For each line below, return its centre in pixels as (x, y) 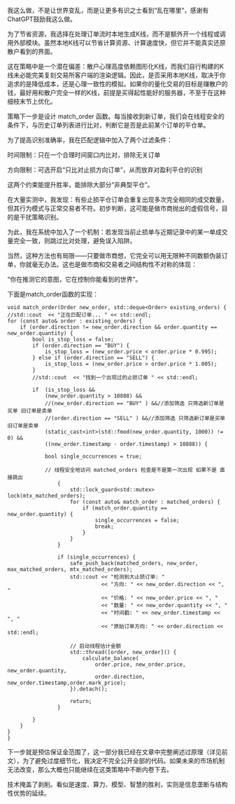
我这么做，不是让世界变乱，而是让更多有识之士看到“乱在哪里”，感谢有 (108, 10)
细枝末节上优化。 (32, 101)
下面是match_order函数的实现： (53, 294)
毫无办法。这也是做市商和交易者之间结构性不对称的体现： (114, 264)
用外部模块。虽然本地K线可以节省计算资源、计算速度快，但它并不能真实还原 (116, 43)
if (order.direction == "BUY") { (81, 346)
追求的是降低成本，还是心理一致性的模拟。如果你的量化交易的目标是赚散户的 (117, 84)
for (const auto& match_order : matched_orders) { (145, 502)
